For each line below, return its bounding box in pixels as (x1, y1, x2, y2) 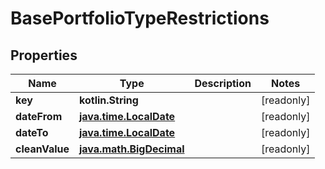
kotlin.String (79, 93, 139, 107)
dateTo (15, 126, 49, 139)
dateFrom (15, 110, 63, 123)
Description (194, 77, 252, 90)
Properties (10, 47, 78, 64)
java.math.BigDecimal (79, 142, 185, 156)
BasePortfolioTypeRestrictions (10, 7, 270, 30)
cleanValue (15, 142, 70, 156)
